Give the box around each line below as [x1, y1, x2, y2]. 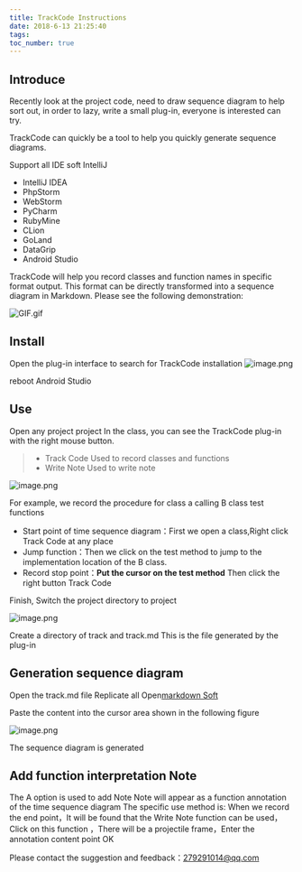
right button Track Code [22, 577, 112, 588]
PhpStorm [22, 187, 60, 198]
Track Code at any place [22, 535, 114, 546]
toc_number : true [9, 38, 75, 48]
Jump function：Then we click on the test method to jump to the [22, 546, 262, 557]
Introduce [9, 71, 66, 87]
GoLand [22, 235, 52, 246]
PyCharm [22, 206, 58, 217]
